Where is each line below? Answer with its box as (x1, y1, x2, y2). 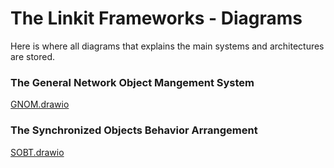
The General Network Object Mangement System (10, 75, 255, 89)
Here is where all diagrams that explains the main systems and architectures (10, 40, 325, 52)
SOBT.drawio (10, 146, 65, 158)
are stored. (10, 50, 56, 62)
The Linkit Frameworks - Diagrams (10, 7, 303, 30)
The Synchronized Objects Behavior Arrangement (10, 123, 258, 137)
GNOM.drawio (10, 98, 70, 111)
